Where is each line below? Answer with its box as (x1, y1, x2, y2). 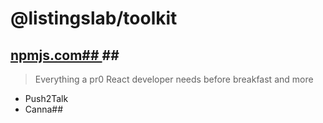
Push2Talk (24, 93, 69, 104)
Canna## (24, 103, 64, 115)
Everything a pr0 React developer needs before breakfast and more (34, 73, 314, 85)
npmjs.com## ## (10, 47, 120, 64)
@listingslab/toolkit (10, 7, 178, 30)
